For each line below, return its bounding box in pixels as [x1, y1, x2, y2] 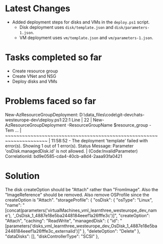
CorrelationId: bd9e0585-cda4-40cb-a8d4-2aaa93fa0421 [5, 153, 122, 159]
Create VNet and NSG [12, 73, 57, 79]
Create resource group [12, 68, 59, 74]
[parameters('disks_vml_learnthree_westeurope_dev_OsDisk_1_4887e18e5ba [5, 223, 158, 229]
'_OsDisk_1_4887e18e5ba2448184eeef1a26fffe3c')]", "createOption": [13, 212, 150, 218]
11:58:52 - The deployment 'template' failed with [51, 137, 148, 143]
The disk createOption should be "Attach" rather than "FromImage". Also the [5, 186, 159, 192]
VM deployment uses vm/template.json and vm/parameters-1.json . [19, 35, 154, 41]
